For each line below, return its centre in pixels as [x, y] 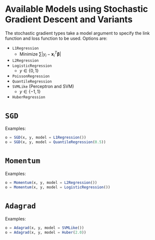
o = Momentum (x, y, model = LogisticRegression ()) [58, 187]
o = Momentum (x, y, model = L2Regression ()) [51, 183]
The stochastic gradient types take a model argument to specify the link [77, 33]
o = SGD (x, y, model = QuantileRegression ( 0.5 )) [55, 142]
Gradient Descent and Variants [69, 19]
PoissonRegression [31, 76]
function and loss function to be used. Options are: [56, 38]
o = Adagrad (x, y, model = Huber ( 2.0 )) [46, 232]
